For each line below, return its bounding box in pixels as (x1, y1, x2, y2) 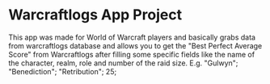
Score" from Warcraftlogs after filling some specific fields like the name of (8, 49, 255, 59)
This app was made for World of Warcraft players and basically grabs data (8, 32, 256, 42)
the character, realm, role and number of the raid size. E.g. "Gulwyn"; (8, 58, 238, 68)
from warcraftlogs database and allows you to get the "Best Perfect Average (8, 40, 263, 50)
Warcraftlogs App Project (8, 6, 183, 24)
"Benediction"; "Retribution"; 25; (8, 66, 117, 76)
